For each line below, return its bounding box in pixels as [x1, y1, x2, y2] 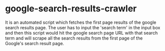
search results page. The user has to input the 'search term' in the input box [5, 24, 161, 30]
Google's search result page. [5, 40, 64, 46]
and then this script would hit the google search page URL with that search [5, 30, 158, 36]
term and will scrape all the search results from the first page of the [5, 35, 143, 41]
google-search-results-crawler [5, 3, 137, 14]
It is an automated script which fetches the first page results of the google [5, 19, 157, 25]
